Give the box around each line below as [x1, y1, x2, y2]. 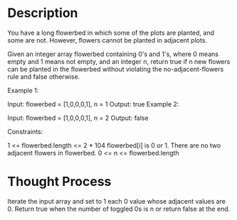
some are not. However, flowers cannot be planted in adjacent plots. [7, 35, 208, 44]
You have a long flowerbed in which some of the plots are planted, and [7, 28, 215, 37]
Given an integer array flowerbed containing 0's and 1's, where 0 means [7, 50, 219, 58]
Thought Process [7, 174, 112, 189]
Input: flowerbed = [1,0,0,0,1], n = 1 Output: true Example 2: [7, 99, 179, 108]
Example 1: [7, 86, 39, 94]
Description [7, 5, 78, 21]
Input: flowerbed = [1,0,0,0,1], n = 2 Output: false [7, 114, 149, 122]
